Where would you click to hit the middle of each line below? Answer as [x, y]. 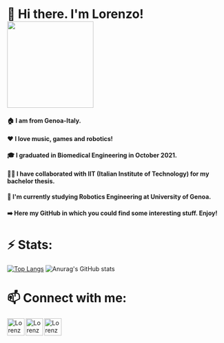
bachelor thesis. [31, 181]
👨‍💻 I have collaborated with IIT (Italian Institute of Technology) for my [108, 174]
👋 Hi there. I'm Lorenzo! [75, 14]
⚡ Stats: [30, 244]
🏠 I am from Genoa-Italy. [44, 120]
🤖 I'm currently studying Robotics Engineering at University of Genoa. [109, 197]
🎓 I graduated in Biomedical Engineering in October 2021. [92, 155]
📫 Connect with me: [67, 298]
